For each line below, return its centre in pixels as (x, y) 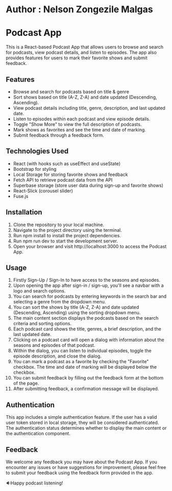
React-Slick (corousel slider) (43, 191)
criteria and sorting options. (42, 324)
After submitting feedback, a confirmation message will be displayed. (86, 389)
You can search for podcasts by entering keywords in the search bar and (90, 296)
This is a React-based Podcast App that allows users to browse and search (85, 47)
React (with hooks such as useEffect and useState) (67, 163)
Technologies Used (37, 151)
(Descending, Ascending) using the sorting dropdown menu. (77, 313)
